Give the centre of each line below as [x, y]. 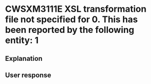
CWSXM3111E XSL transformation [76, 9]
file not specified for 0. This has [72, 19]
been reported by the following [70, 30]
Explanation [24, 58]
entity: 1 [22, 41]
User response [28, 75]
